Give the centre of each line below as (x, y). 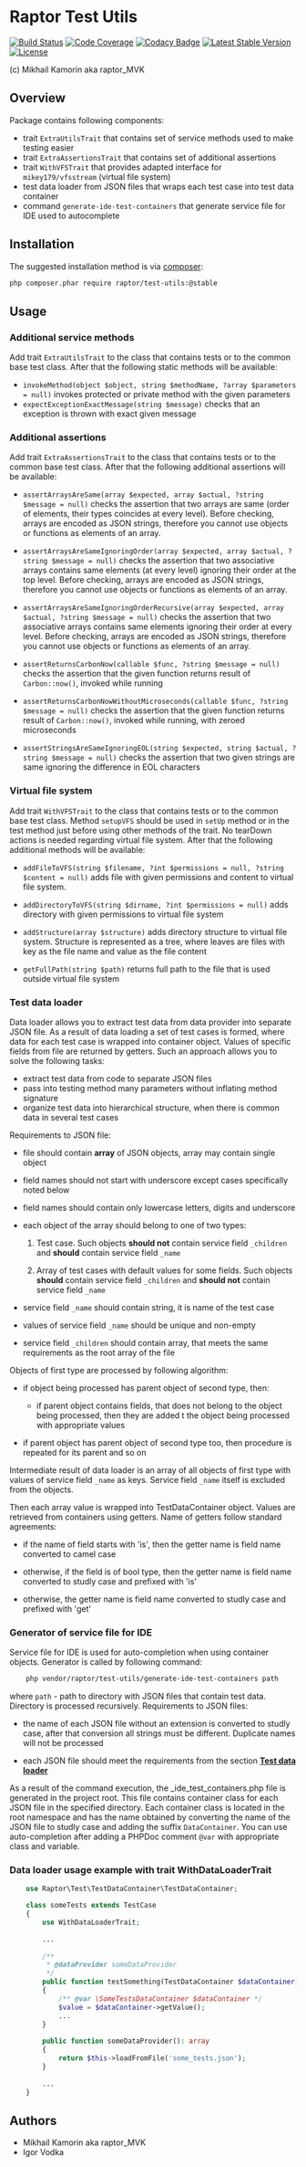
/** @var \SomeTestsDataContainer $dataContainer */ (160, 1999)
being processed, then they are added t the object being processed (163, 1415)
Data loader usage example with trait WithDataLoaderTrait (141, 1870)
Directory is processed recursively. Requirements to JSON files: (129, 1706)
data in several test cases (71, 1118)
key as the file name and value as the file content (114, 951)
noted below (46, 1190)
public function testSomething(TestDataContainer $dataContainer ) (171, 1982)
